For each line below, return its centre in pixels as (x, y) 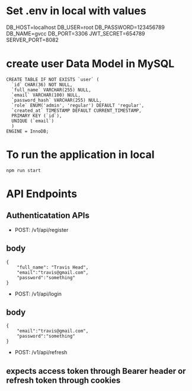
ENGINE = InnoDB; (28, 131)
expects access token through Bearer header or (96, 371)
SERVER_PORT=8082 (33, 40)
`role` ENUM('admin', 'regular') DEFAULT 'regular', (78, 105)
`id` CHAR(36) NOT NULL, (42, 85)
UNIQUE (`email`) (33, 121)
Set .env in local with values (76, 11)
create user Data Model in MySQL (90, 64)
